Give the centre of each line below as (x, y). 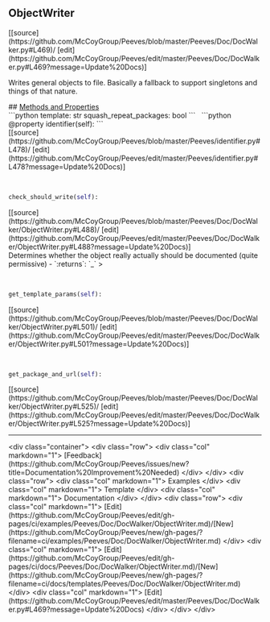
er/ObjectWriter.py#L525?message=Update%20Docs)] (100, 424)
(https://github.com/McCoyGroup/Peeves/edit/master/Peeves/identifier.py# (133, 158)
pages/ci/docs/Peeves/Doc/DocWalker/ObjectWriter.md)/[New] (113, 566)
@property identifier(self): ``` (56, 123)
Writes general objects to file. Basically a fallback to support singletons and (133, 82)
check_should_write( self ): (53, 197)
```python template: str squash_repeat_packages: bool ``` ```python (120, 115)
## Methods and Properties (54, 106)
